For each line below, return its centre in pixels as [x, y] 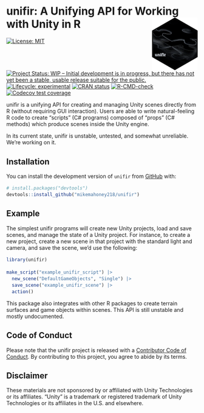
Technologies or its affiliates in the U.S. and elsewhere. [75, 403]
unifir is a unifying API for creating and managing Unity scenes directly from [101, 105]
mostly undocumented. [35, 316]
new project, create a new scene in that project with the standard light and [99, 241]
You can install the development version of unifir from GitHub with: [91, 176]
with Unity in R [43, 24]
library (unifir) [27, 259]
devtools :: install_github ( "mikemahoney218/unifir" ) [73, 194]
